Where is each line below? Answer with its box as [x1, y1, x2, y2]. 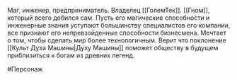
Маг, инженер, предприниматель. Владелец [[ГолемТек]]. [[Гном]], [7, 6, 210, 14]
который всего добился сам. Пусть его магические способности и [7, 13, 210, 22]
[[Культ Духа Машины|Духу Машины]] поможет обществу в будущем [7, 44, 219, 52]
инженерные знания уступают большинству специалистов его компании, [7, 21, 231, 29]
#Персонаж [7, 65, 43, 73]
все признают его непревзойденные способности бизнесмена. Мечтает [7, 28, 226, 37]
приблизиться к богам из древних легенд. [7, 51, 135, 59]
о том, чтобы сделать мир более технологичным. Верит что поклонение [7, 36, 226, 45]
